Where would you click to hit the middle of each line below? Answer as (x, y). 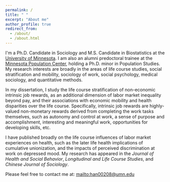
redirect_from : (21, 29)
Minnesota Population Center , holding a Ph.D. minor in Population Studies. (83, 64)
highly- (157, 106)
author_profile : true (28, 24)
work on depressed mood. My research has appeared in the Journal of (80, 154)
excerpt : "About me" (27, 19)
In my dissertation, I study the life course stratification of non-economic (80, 89)
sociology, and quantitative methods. (44, 80)
